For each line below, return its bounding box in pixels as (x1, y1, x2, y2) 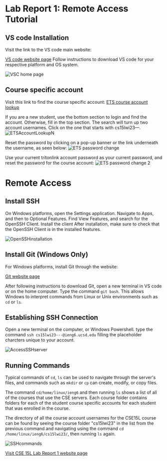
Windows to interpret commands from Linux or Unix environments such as (5, 293, 158, 299)
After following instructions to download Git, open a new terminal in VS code (5, 283, 162, 289)
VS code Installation (5, 33, 69, 42)
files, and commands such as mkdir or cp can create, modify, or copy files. (5, 380, 158, 386)
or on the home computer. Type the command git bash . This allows (5, 288, 144, 294)
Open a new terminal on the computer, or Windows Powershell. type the (5, 326, 153, 332)
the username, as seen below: (5, 145, 67, 151)
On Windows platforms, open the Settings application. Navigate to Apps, (5, 210, 154, 216)
